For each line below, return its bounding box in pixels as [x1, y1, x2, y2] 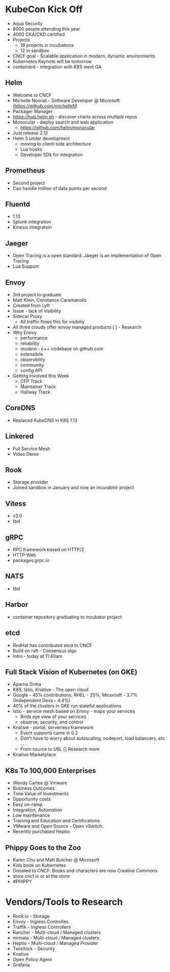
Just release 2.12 [12, 130, 48, 136]
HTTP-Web [12, 552, 37, 558]
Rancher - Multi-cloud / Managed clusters [12, 929, 101, 935]
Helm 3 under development [12, 135, 70, 141]
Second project [12, 180, 45, 186]
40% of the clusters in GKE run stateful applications [12, 703, 122, 709]
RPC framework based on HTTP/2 [12, 546, 84, 553]
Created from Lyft [12, 302, 50, 309]
